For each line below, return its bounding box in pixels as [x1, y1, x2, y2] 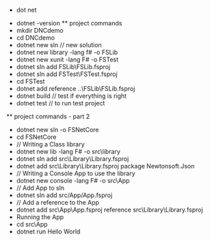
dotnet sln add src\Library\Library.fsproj [16, 155, 129, 163]
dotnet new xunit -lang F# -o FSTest [16, 55, 119, 64]
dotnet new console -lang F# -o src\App [16, 177, 130, 184]
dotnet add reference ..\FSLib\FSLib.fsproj [16, 85, 135, 92]
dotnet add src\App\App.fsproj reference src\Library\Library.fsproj [16, 205, 203, 214]
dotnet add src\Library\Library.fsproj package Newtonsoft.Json [16, 162, 195, 170]
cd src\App [16, 220, 49, 228]
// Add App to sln [16, 184, 65, 192]
